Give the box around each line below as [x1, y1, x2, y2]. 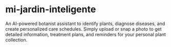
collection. [5, 37, 28, 43]
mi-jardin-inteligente [5, 4, 96, 15]
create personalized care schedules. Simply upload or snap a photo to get [5, 26, 162, 32]
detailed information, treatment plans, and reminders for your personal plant [5, 31, 166, 37]
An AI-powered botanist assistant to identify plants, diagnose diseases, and [5, 20, 165, 27]
